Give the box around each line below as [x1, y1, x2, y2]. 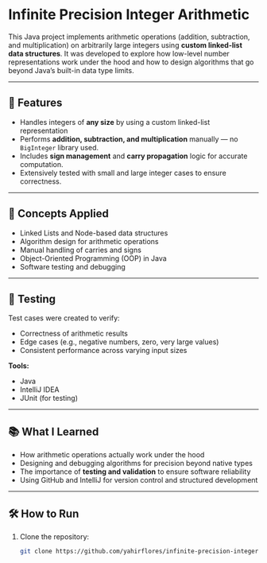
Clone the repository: [19, 532, 90, 542]
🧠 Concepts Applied [8, 207, 109, 220]
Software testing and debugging [19, 262, 126, 271]
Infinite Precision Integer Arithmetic [8, 6, 250, 24]
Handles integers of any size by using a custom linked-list [19, 117, 211, 126]
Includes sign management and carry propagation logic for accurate [19, 151, 248, 161]
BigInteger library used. [19, 142, 99, 152]
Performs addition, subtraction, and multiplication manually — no [19, 134, 238, 144]
